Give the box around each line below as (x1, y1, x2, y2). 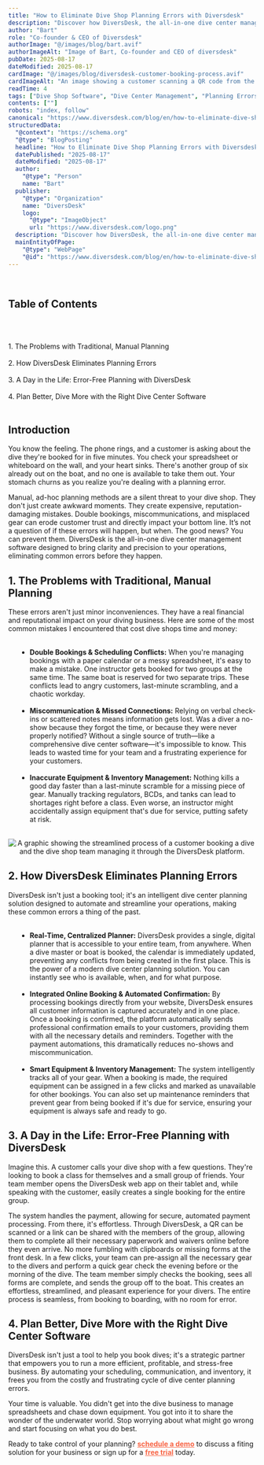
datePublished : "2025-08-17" (15, 150, 111, 158)
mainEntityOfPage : (15, 238, 76, 246)
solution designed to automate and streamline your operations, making (8, 899, 237, 908)
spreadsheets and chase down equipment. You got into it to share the (8, 1408, 233, 1417)
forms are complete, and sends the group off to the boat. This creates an (8, 1278, 244, 1287)
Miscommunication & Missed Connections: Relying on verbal (29, 706, 232, 715)
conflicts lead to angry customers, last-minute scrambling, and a (29, 681, 239, 690)
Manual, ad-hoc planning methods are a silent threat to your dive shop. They (8, 493, 256, 502)
